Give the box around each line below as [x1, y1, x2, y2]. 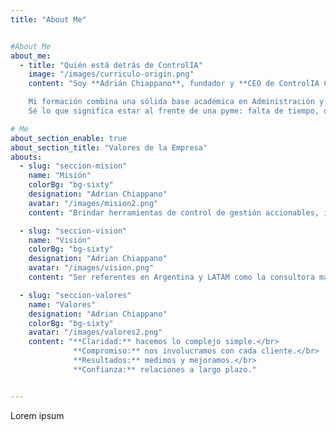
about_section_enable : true [10, 133, 128, 143]
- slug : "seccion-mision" [19, 161, 128, 171]
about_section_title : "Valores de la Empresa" [10, 142, 208, 153]
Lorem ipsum [10, 409, 65, 421]
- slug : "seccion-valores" [19, 290, 132, 300]
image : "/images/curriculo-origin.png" [28, 69, 195, 80]
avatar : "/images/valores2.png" [28, 327, 163, 338]
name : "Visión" [28, 235, 92, 245]
